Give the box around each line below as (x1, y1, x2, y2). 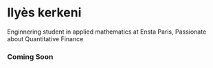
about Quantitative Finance (7, 34, 84, 43)
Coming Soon (7, 52, 54, 61)
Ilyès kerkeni (7, 5, 82, 21)
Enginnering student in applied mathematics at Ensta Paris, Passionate (7, 27, 207, 36)
